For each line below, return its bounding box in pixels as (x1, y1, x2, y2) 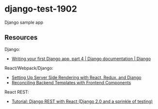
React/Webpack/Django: (4, 65, 54, 71)
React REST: (4, 89, 30, 95)
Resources (4, 33, 38, 42)
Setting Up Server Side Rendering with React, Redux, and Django (11, 74, 142, 80)
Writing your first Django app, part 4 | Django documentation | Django (11, 56, 151, 62)
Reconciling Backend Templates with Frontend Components (11, 79, 131, 85)
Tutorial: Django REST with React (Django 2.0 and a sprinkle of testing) (11, 98, 153, 104)
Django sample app (4, 19, 44, 25)
